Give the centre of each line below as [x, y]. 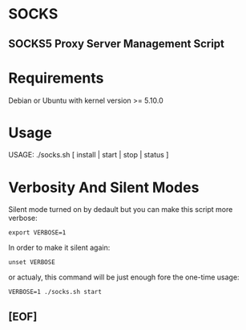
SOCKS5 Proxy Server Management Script [117, 44]
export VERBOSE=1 [37, 233]
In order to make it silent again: [59, 248]
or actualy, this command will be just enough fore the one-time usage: [124, 277]
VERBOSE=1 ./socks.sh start [55, 292]
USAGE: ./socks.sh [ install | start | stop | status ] [89, 155]
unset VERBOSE [32, 263]
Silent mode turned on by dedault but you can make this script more [121, 210]
